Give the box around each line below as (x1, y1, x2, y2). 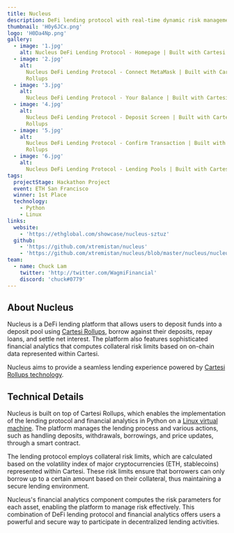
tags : (7, 172, 23, 179)
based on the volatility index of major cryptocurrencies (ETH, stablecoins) (7, 460, 219, 468)
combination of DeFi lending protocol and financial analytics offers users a (7, 510, 221, 519)
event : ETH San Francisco (13, 185, 89, 192)
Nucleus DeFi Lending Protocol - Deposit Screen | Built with (25, 114, 210, 121)
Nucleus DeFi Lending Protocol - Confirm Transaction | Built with (25, 140, 226, 147)
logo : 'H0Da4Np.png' (7, 29, 68, 37)
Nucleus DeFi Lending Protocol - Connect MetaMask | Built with (25, 68, 217, 75)
